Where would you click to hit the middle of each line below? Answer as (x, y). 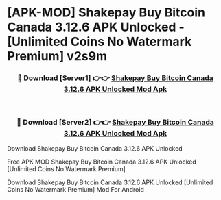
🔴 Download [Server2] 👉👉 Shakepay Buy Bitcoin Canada (115, 123)
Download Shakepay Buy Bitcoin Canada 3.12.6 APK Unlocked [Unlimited (110, 182)
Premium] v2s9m (57, 57)
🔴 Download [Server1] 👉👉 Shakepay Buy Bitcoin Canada (115, 78)
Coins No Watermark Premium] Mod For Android (75, 189)
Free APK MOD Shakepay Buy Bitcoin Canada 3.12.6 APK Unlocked (102, 162)
